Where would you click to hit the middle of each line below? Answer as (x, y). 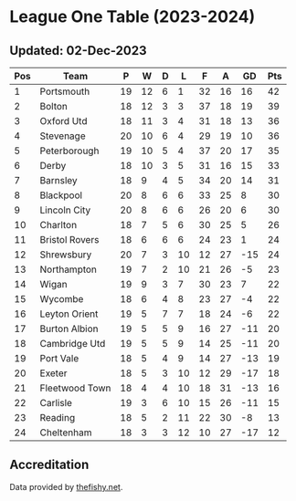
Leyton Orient (69, 314)
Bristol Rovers (69, 240)
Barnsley (58, 180)
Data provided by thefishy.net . (66, 486)
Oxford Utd (63, 121)
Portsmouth (65, 91)
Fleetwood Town (75, 388)
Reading (58, 417)
